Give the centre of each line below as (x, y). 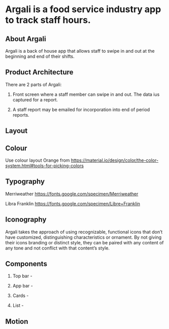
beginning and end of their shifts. (40, 56)
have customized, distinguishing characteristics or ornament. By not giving (83, 237)
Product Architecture (39, 72)
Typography (25, 182)
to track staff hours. (48, 20)
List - (18, 306)
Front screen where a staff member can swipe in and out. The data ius (86, 94)
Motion (17, 321)
